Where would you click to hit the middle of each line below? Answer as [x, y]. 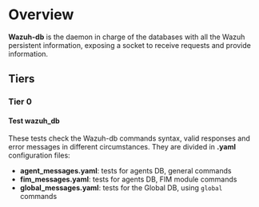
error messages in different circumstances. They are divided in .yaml [122, 147]
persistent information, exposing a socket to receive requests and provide [130, 45]
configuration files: [39, 155]
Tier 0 [20, 102]
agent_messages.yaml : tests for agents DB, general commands [126, 171]
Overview [41, 15]
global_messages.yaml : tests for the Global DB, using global [121, 188]
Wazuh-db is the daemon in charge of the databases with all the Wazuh [127, 37]
